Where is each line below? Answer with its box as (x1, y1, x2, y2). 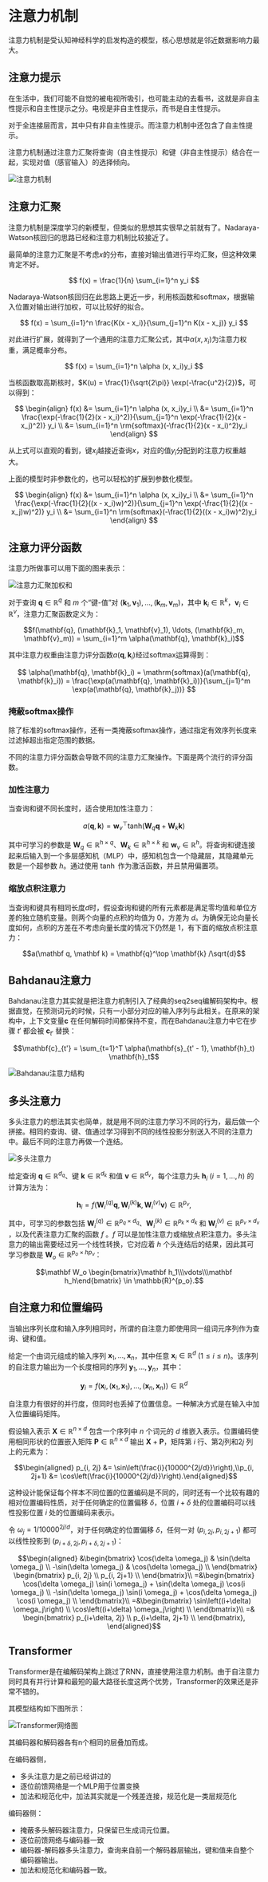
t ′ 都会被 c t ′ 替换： (17, 1026, 77, 1038)
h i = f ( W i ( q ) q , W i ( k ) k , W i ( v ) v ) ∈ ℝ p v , (77, 1198, 191, 1211)
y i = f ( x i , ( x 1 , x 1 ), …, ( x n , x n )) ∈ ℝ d (80, 1379, 188, 1392)
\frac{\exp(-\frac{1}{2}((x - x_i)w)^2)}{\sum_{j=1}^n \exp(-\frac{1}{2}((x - (14, 499, 254, 508)
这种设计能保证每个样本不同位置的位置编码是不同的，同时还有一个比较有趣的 (8, 1487, 260, 1497)
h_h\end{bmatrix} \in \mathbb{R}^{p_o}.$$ (64, 1276, 204, 1285)
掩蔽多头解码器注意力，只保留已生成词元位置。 (19, 1825, 174, 1835)
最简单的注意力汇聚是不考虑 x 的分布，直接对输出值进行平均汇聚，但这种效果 (8, 249, 257, 259)
